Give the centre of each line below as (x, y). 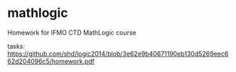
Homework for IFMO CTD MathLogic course (72, 32)
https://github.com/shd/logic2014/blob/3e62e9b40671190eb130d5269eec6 (118, 54)
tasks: (16, 46)
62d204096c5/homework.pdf (51, 61)
